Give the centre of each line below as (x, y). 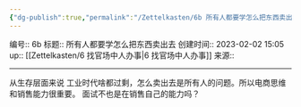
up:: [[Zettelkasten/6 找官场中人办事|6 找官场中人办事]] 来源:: (122, 55)
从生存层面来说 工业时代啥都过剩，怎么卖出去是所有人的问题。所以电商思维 (148, 82)
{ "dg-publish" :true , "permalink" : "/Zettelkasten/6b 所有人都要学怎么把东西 (144, 17)
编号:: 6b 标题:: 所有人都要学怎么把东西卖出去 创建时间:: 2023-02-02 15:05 (147, 44)
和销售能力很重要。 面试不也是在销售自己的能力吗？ (104, 94)
